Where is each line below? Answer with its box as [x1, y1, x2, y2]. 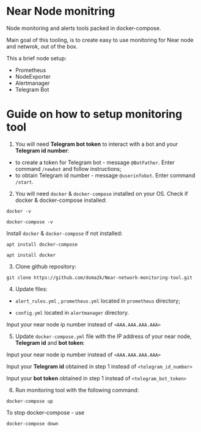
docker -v [6, 208, 32, 214]
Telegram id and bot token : [15, 339, 85, 346]
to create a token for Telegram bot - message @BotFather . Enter [15, 159, 175, 166]
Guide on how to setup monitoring [6, 107, 183, 121]
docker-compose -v [6, 218, 53, 225]
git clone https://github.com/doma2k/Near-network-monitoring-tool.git [6, 275, 192, 281]
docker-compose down [6, 420, 59, 427]
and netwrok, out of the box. [6, 43, 78, 50]
